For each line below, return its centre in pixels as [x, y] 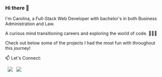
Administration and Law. [30, 24]
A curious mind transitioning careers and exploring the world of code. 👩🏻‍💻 [81, 34]
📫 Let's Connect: [23, 58]
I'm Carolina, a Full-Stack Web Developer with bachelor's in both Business [81, 19]
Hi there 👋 [17, 8]
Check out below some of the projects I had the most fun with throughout [80, 43]
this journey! [18, 48]
